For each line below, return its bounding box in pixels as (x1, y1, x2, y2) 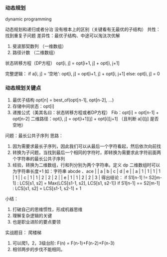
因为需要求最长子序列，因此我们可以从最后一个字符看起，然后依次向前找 (12, 143, 161, 149)
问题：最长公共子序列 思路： (5, 132, 63, 138)
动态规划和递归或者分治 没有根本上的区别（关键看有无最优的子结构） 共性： (5, 26, 161, 32)
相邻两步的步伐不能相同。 (12, 246, 65, 252)
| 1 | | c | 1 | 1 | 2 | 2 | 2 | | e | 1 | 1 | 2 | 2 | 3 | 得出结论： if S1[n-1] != (12, 174, 148, 180)
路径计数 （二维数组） (12, 49, 58, 55)
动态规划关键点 (5, 84, 41, 91)
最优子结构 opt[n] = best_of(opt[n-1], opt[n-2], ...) (12, 96, 114, 103)
